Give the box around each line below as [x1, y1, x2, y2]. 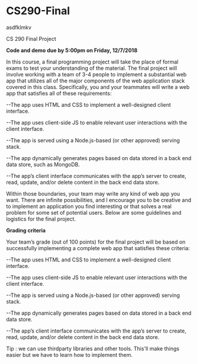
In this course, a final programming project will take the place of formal [6, 58, 179, 65]
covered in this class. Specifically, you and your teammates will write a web [6, 83, 190, 90]
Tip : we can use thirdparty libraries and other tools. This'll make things [6, 345, 179, 352]
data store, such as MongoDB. [6, 161, 80, 168]
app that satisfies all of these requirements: [6, 90, 112, 97]
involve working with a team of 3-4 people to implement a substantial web [6, 71, 187, 78]
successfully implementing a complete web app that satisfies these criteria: [6, 244, 190, 251]
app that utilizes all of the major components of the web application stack [6, 77, 185, 84]
